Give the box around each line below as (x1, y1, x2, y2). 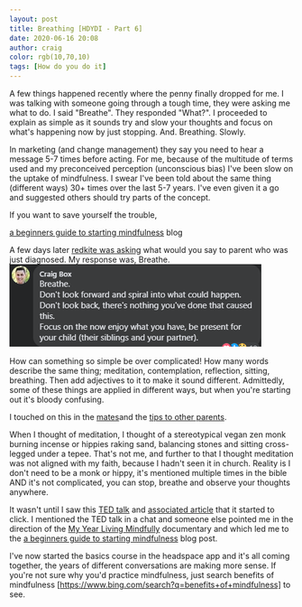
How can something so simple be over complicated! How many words (9, 356, 269, 366)
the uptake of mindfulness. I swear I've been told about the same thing (9, 173, 272, 183)
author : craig (9, 43, 63, 52)
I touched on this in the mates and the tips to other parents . (9, 412, 227, 422)
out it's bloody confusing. (9, 394, 105, 405)
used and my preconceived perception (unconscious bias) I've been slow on (9, 163, 294, 173)
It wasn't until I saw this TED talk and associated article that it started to (9, 504, 275, 515)
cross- (264, 439, 290, 449)
